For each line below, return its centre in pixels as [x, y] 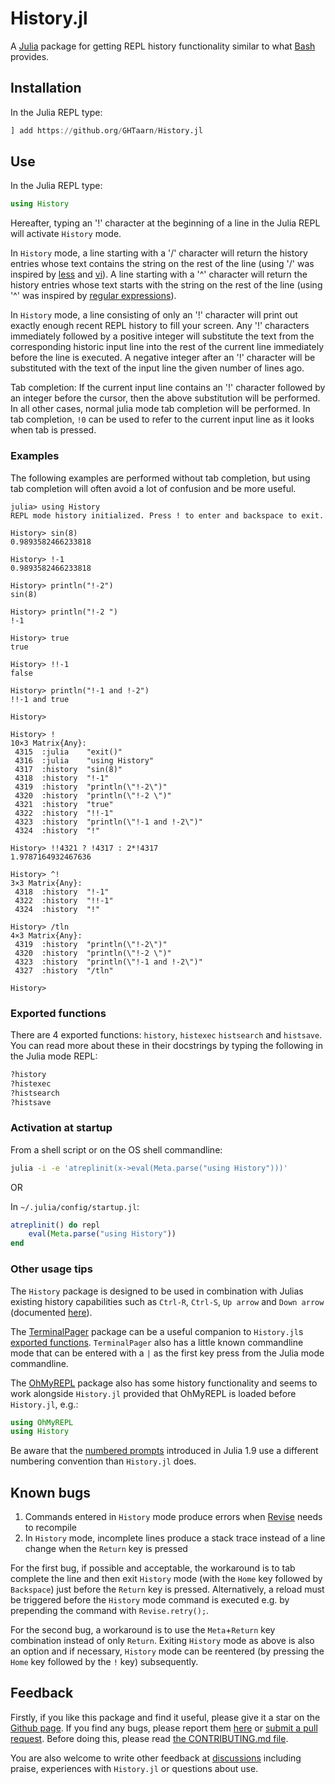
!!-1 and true [40, 699]
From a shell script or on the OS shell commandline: [116, 1149]
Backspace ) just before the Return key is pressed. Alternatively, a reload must [167, 1589]
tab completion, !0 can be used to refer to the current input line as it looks [162, 419]
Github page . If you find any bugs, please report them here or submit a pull [164, 1728]
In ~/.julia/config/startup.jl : [75, 1206]
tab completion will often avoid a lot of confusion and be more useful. [153, 488]
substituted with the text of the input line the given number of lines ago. [157, 368]
